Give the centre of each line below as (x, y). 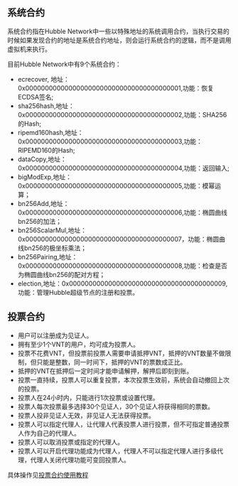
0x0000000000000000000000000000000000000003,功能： (110, 141)
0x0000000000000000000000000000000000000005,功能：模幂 (116, 185)
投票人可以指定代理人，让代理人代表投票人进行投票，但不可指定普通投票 (123, 424)
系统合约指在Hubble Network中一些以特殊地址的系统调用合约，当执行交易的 (118, 31)
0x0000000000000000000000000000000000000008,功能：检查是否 (123, 266)
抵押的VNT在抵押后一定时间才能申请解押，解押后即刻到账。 (105, 371)
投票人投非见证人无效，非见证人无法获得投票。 (86, 415)
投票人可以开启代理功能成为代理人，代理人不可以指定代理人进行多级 (117, 450)
